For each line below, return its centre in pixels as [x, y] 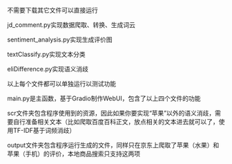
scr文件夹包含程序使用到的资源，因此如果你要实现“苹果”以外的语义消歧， [111, 113]
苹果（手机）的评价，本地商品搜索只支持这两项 [74, 154]
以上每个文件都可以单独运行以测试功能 [61, 84]
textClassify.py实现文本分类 [47, 54]
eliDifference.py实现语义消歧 [48, 69]
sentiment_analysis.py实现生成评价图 [60, 39]
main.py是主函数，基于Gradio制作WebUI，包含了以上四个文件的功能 [104, 98]
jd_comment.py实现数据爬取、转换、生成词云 [71, 25]
